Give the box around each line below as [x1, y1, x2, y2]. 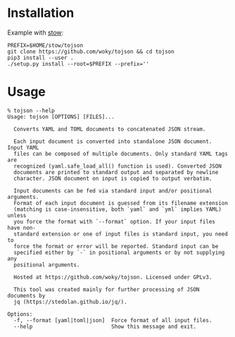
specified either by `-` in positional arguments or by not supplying [13, 249, 225, 256]
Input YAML [7, 144, 39, 151]
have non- [7, 224, 37, 231]
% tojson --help [7, 107, 55, 114]
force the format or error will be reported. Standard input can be [13, 243, 219, 250]
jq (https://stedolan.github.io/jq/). [13, 298, 128, 305]
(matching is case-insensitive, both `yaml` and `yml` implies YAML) [13, 206, 222, 213]
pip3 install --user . [7, 54, 74, 61]
